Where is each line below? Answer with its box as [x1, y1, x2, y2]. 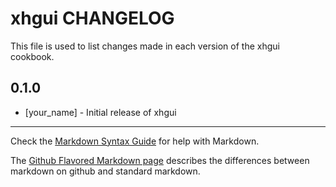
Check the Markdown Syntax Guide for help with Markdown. [10, 135, 260, 147]
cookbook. [10, 50, 55, 62]
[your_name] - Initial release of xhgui [24, 106, 177, 118]
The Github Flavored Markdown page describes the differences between [10, 154, 310, 166]
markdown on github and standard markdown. [10, 165, 201, 177]
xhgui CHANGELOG [10, 7, 175, 30]
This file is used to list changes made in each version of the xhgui [10, 40, 280, 52]
